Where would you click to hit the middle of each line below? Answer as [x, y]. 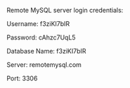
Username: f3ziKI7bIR [38, 24]
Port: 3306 [22, 78]
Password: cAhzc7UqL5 [41, 37]
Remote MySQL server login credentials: [65, 10]
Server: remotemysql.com [44, 65]
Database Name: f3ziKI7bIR [46, 51]
